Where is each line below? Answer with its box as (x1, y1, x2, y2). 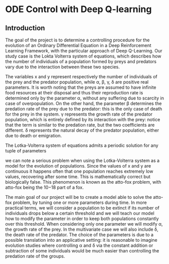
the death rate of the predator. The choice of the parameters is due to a (5, 232, 154, 238)
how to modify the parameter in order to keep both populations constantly (5, 216, 159, 222)
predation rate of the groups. (5, 253, 66, 259)
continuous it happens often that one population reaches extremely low (5, 168, 153, 174)
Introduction (5, 24, 45, 32)
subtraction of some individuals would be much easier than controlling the (5, 248, 159, 253)
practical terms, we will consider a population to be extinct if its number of (5, 205, 160, 210)
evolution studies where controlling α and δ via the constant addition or (5, 242, 153, 248)
